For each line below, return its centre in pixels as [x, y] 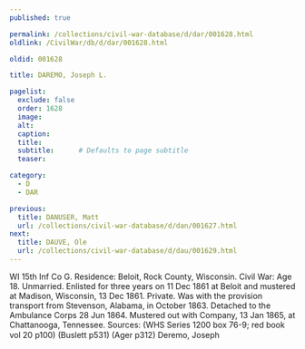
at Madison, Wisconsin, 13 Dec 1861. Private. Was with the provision [136, 296]
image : [30, 117]
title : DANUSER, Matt [59, 217]
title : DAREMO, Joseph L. [58, 75]
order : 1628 [40, 109]
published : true [40, 18]
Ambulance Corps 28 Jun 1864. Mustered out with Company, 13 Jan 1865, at [152, 315]
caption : [34, 134]
